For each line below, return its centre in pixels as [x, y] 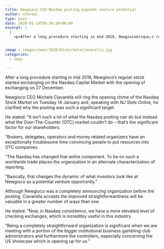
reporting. [15, 167]
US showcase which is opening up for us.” [48, 241]
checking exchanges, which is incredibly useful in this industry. [69, 216]
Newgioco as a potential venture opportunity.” [51, 182]
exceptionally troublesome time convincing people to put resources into [77, 142]
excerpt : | [16, 28]
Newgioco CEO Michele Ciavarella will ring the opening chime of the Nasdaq [82, 97]
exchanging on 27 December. [35, 87]
